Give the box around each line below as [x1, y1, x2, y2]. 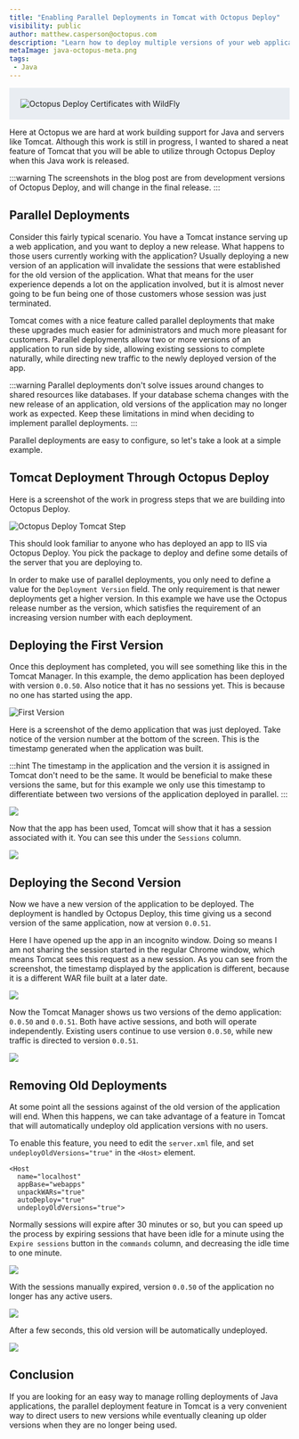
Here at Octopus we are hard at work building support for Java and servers [9, 127, 285, 137]
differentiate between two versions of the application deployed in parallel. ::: [9, 789, 288, 800]
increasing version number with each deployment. [9, 612, 193, 622]
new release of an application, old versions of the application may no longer [9, 399, 287, 409]
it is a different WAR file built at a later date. [9, 973, 168, 983]
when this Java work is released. [9, 155, 130, 166]
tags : [9, 54, 29, 63]
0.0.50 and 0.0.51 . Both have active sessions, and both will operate [9, 1016, 257, 1027]
